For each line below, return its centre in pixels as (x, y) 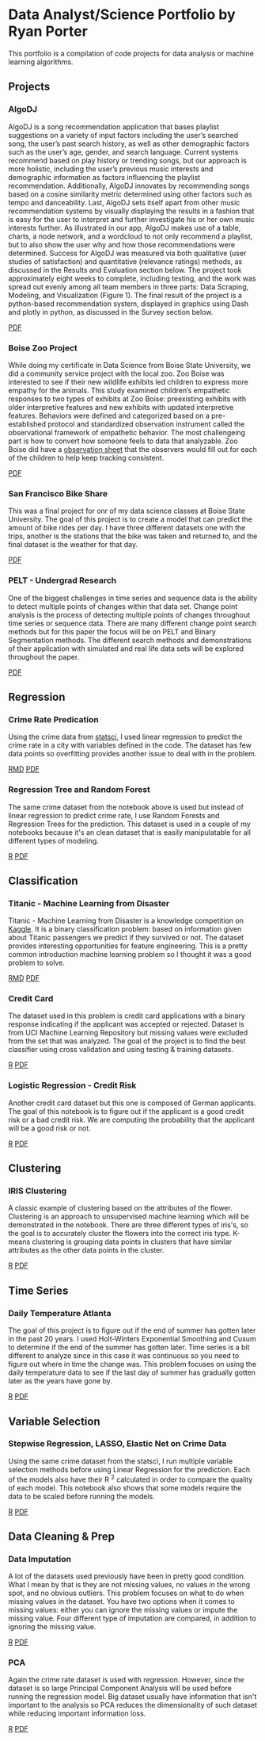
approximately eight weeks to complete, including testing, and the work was (132, 278)
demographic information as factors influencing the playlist (104, 177)
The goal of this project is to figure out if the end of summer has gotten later (132, 1330)
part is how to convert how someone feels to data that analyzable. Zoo (123, 441)
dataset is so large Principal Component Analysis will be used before (120, 1688)
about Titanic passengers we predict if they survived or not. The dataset (126, 938)
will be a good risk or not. (49, 1128)
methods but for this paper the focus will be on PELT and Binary (112, 631)
